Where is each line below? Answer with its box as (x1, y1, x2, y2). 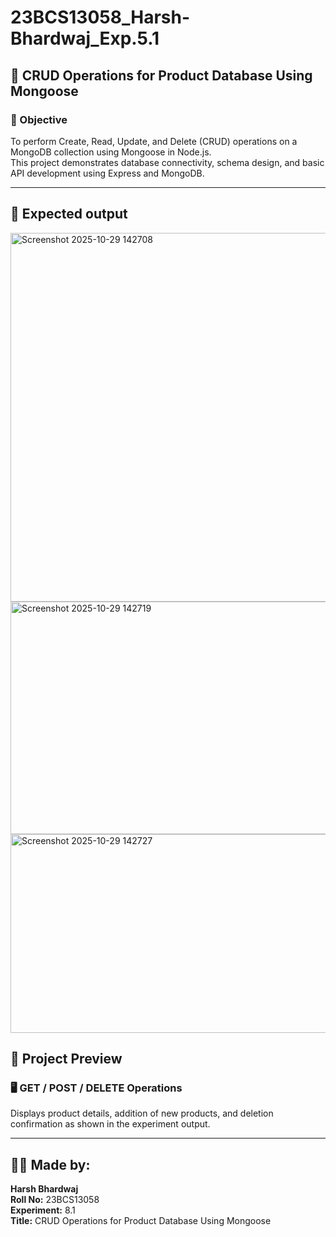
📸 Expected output (10, 206, 128, 223)
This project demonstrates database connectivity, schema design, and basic (10, 156, 325, 168)
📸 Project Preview (10, 1051, 123, 1068)
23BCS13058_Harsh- (10, 6, 191, 29)
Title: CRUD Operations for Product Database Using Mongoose (10, 1215, 272, 1227)
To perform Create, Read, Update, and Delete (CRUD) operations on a (10, 135, 298, 147)
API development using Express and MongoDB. (10, 167, 205, 179)
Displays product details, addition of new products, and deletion (10, 1107, 274, 1120)
